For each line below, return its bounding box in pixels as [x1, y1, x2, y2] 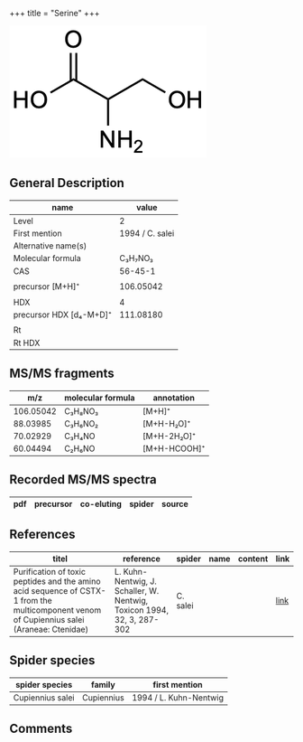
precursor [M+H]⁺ [13, 281, 80, 292]
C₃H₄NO [64, 431, 96, 442]
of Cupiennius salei [13, 615, 85, 625]
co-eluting [79, 499, 122, 510]
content [237, 553, 269, 564]
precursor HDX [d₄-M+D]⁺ [13, 309, 113, 320]
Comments [9, 721, 73, 737]
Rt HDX [13, 337, 41, 348]
